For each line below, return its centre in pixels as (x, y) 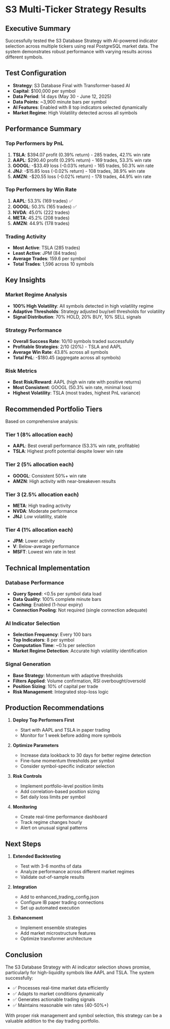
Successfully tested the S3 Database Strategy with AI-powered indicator (82, 41)
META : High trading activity (42, 506)
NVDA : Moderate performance (45, 511)
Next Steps (23, 844)
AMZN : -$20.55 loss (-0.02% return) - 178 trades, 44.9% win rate (82, 176)
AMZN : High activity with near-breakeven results (64, 481)
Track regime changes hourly (51, 822)
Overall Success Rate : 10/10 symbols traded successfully (73, 341)
